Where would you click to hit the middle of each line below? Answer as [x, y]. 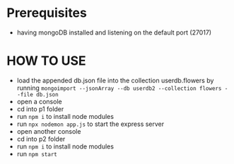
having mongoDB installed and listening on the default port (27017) [114, 32]
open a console [39, 101]
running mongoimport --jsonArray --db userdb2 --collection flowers [119, 88]
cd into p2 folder [41, 139]
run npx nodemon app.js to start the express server [90, 124]
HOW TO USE [46, 61]
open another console [49, 131]
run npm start [37, 153]
